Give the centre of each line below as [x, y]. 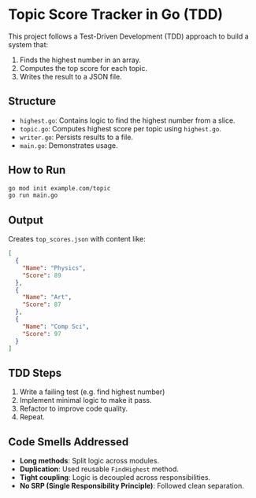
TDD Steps [35, 373]
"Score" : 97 [42, 334]
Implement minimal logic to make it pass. [85, 400]
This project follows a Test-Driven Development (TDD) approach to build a [129, 36]
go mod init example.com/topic [59, 188]
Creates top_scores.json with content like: [77, 239]
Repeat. [32, 417]
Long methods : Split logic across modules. [89, 461]
